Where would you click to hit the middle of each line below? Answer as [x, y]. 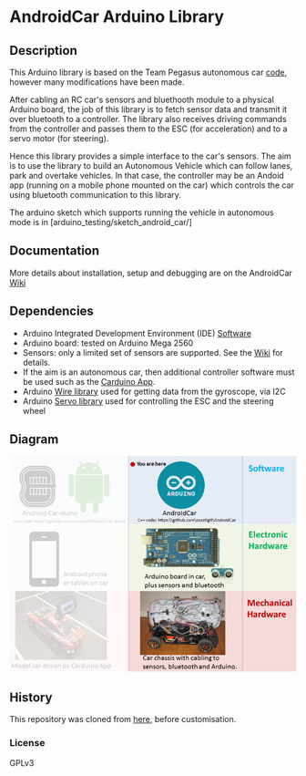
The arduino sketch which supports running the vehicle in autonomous [142, 212]
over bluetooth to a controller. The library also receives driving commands [148, 119]
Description [43, 51]
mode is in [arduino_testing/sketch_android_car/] [101, 222]
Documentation [55, 251]
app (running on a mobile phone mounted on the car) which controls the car [152, 185]
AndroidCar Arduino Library [117, 17]
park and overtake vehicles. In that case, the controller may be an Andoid [147, 176]
